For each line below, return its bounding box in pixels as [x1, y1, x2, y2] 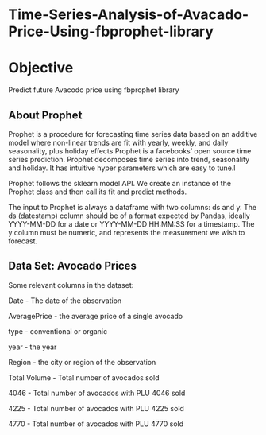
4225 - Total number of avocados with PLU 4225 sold [8, 403, 185, 413]
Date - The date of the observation [8, 296, 122, 305]
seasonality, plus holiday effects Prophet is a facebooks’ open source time [8, 146, 252, 156]
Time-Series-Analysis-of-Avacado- [8, 6, 249, 24]
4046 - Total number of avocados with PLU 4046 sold [8, 388, 186, 398]
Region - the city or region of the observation [8, 357, 156, 367]
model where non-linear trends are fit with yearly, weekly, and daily [8, 138, 229, 147]
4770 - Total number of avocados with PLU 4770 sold [8, 419, 184, 429]
